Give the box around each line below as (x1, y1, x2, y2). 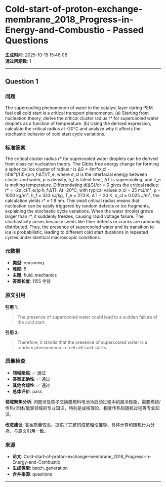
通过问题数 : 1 (5, 58, 31, 64)
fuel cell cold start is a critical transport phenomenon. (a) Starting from (5, 110, 149, 116)
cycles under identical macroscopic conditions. (5, 234, 101, 240)
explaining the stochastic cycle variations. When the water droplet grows (5, 208, 153, 214)
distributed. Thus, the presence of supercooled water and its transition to (5, 224, 154, 230)
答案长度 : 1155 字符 (12, 278, 51, 284)
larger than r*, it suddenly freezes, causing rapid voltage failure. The (5, 213, 144, 219)
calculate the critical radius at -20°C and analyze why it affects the (5, 125, 141, 131)
